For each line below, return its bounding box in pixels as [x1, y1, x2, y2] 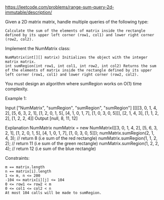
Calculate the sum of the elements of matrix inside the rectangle [5, 28, 146, 33]
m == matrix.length [5, 165, 45, 170]
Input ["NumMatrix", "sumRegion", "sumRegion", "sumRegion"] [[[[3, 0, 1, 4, [5, 105, 158, 111]
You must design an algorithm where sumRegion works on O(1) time [5, 81, 142, 86]
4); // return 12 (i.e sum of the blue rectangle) [5, 146, 96, 151]
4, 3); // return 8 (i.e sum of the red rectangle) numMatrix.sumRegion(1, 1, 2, [5, 135, 158, 141]
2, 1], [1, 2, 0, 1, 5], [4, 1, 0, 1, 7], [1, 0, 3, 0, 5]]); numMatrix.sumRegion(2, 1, [5, 130, 155, 136]
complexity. [5, 86, 28, 92]
